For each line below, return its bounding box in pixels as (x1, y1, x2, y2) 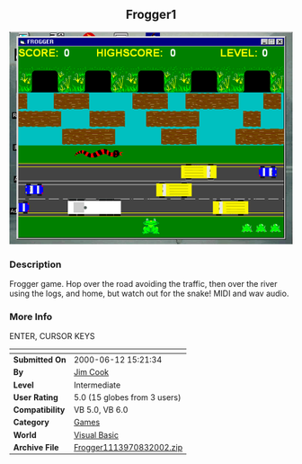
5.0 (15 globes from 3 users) (73, 391, 182, 403)
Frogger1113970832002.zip (73, 442, 183, 452)
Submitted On (13, 354, 67, 365)
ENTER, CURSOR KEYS (9, 331, 95, 342)
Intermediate (73, 379, 121, 390)
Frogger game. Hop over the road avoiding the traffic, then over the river (9, 279, 278, 290)
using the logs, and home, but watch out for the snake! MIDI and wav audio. (9, 288, 289, 299)
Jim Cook (73, 367, 110, 378)
